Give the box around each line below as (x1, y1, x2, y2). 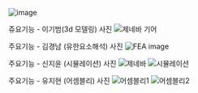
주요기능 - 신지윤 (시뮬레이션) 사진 (8, 59, 117, 68)
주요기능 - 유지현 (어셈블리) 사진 (8, 76, 110, 85)
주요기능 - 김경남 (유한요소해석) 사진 (8, 41, 123, 51)
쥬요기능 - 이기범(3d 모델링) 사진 (8, 24, 113, 34)
